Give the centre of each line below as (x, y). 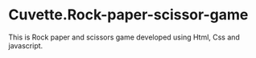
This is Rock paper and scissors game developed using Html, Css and (124, 37)
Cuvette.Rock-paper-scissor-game (128, 15)
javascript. (26, 45)
